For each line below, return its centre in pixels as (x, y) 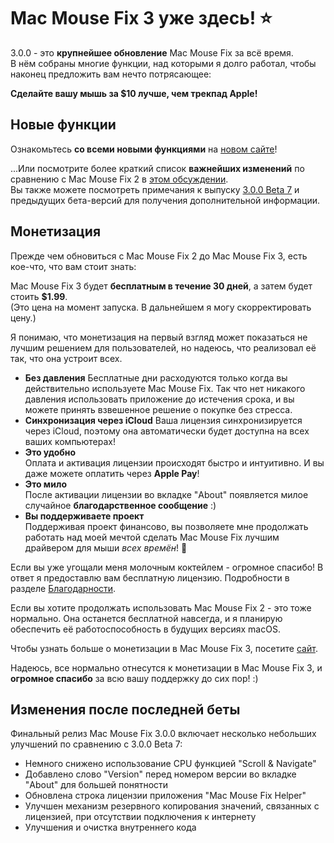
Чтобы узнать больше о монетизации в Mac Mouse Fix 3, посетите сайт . (164, 648)
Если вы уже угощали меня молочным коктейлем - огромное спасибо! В (167, 567)
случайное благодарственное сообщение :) (120, 505)
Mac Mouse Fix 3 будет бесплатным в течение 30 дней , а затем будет (161, 286)
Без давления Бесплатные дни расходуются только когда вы (156, 377)
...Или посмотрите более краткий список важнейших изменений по (157, 168)
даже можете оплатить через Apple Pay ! (112, 473)
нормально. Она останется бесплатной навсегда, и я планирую (146, 618)
